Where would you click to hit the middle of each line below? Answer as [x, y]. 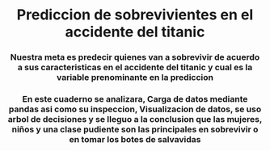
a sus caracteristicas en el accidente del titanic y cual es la [135, 68]
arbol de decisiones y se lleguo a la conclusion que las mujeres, [135, 120]
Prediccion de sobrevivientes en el [135, 15]
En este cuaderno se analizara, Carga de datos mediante [135, 99]
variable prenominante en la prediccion [135, 78]
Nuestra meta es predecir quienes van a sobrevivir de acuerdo [135, 57]
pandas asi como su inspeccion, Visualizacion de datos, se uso [135, 109]
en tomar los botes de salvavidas [135, 140]
